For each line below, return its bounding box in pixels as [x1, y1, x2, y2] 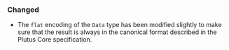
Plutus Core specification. [17, 35, 92, 44]
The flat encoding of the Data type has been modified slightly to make [17, 21, 222, 29]
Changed [7, 5, 40, 15]
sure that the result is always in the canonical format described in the [17, 28, 217, 36]
